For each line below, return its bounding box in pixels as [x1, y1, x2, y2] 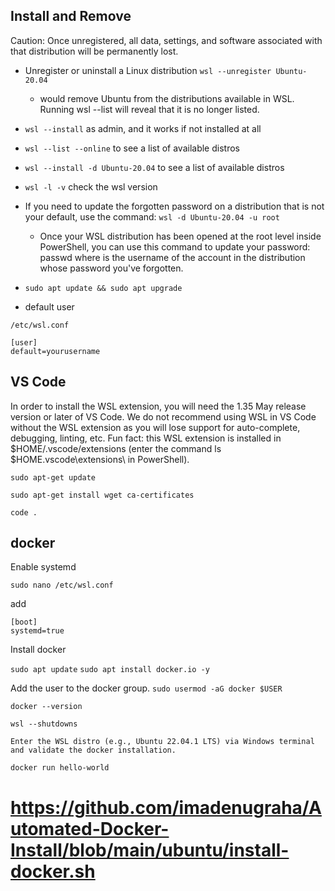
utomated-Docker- [10, 817, 170, 840]
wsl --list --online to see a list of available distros [24, 142, 240, 154]
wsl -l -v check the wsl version [24, 180, 158, 193]
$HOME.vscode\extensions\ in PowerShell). [10, 453, 190, 465]
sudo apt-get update [10, 472, 97, 483]
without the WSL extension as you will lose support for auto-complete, [10, 421, 301, 433]
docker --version [10, 702, 83, 712]
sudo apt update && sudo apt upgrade [24, 283, 183, 293]
